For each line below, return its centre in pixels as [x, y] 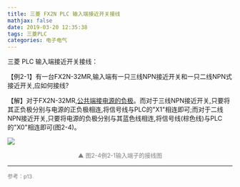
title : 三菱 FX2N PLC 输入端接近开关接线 [64, 14]
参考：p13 [20, 177]
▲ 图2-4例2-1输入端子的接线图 [120, 156]
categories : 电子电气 [37, 41]
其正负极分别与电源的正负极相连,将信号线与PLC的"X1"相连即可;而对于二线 [115, 109]
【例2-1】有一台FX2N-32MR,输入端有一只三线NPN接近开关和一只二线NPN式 [120, 77]
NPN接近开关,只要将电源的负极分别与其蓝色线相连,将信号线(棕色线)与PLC [115, 119]
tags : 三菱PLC [27, 34]
